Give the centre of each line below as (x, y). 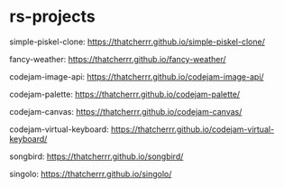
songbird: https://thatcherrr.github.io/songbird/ (96, 156)
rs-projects (53, 17)
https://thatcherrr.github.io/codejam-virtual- (193, 129)
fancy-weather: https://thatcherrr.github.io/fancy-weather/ (118, 59)
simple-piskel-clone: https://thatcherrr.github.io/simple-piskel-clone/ (137, 42)
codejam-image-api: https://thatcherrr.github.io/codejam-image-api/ (137, 76)
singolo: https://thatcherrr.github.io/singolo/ (91, 174)
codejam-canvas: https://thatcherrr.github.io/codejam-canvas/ (126, 111)
